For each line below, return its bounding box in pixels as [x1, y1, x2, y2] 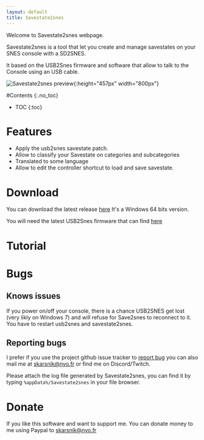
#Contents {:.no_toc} [6, 91, 59, 99]
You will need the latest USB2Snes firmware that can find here [6, 218, 163, 225]
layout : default [6, 9, 47, 15]
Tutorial [6, 239, 47, 253]
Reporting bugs [6, 338, 67, 348]
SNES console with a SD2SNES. [6, 49, 86, 57]
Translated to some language [15, 158, 89, 165]
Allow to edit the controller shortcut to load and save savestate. [15, 164, 174, 171]
